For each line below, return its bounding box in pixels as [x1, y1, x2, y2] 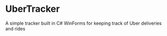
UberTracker [5, 3, 60, 15]
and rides [5, 25, 26, 31]
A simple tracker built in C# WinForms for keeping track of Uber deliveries [5, 20, 162, 26]
